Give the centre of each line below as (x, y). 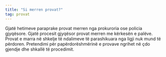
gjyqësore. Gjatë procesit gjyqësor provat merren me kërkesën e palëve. (79, 33)
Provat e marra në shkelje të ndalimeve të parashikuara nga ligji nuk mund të (83, 39)
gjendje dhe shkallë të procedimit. (40, 49)
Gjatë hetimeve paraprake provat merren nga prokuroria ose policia (74, 28)
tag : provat (17, 14)
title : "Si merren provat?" (34, 10)
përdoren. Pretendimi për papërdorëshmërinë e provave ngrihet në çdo (78, 44)
